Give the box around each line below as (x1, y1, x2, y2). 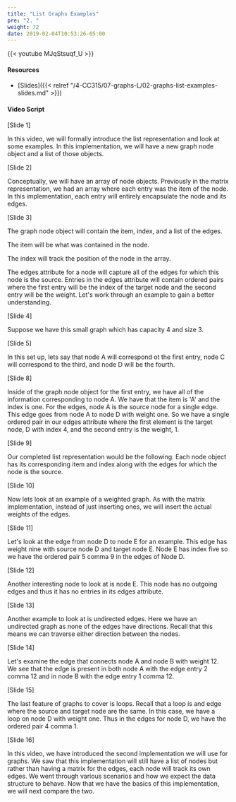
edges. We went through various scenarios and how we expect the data (7, 772, 216, 780)
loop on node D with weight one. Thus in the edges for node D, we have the (7, 714, 227, 723)
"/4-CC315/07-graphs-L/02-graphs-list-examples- (70, 81, 218, 90)
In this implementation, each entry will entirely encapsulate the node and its (7, 191, 227, 200)
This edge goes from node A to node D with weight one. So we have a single (7, 410, 230, 418)
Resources (7, 65, 40, 74)
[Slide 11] (7, 524, 34, 532)
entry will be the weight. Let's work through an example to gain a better (7, 290, 215, 299)
